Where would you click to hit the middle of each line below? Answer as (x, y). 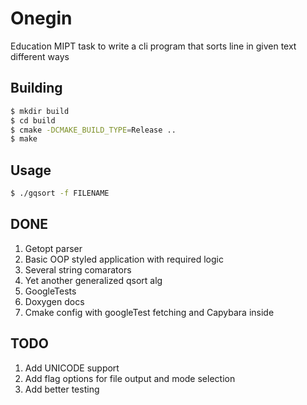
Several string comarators (78, 269)
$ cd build (33, 120)
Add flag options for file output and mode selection (130, 378)
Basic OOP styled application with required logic (124, 259)
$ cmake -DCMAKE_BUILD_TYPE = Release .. (93, 130)
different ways (40, 56)
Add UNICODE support (72, 368)
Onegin (41, 18)
